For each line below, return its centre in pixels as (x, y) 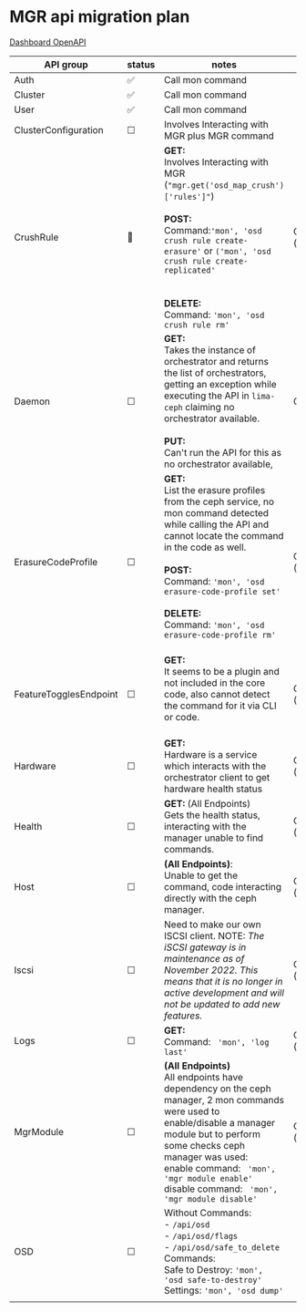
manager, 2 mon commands (224, 1100)
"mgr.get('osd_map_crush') (226, 185)
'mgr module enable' (208, 1178)
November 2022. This (211, 970)
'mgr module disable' (210, 1199)
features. (183, 1016)
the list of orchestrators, (215, 373)
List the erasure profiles (214, 490)
